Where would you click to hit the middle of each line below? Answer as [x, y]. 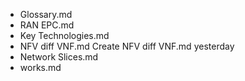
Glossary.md [46, 14]
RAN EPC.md [47, 25]
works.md [40, 67]
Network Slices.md [59, 57]
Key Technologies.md [64, 35]
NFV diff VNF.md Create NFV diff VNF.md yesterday [127, 46]
